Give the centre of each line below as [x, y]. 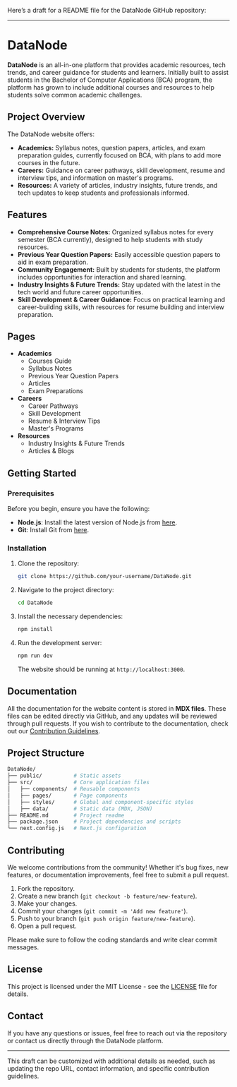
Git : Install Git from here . [53, 530]
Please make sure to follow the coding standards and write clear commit [112, 940]
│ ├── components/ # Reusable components [74, 789]
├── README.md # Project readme [66, 815]
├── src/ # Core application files [79, 783]
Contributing [36, 850]
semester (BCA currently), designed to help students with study [110, 239]
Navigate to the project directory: [66, 590]
